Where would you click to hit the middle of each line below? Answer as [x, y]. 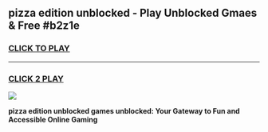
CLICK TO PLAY [39, 49]
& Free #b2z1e [44, 26]
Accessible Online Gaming [53, 119]
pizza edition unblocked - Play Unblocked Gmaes [133, 13]
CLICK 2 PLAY [36, 78]
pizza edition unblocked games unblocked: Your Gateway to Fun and [124, 110]
